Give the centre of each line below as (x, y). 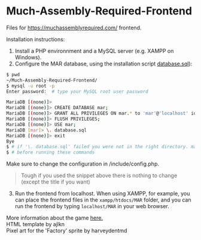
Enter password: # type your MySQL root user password (77, 91)
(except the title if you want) (56, 182)
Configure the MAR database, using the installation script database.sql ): (103, 64)
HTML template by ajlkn (35, 224)
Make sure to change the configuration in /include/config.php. (83, 164)
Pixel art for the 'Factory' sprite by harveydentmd (67, 231)
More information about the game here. (55, 218)
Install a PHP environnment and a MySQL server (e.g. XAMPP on (94, 51)
